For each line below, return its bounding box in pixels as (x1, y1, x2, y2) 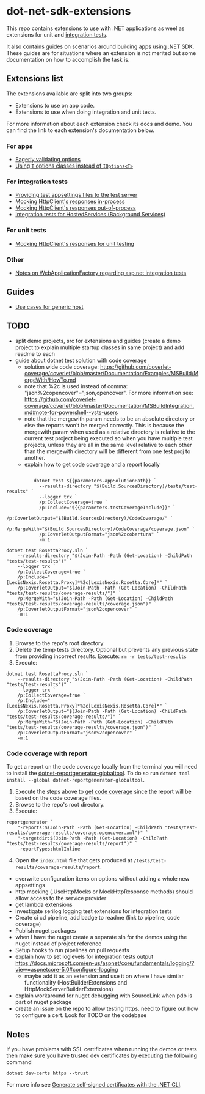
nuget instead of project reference (15, 940, 102, 947)
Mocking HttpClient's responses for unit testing (15, 240, 134, 247)
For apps (6, 142, 33, 150)
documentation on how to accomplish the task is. (6, 56, 130, 63)
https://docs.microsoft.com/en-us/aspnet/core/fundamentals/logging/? (15, 959, 195, 967)
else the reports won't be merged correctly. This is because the (24, 421, 184, 429)
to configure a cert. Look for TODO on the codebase (15, 1011, 147, 1019)
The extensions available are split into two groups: (6, 90, 133, 97)
